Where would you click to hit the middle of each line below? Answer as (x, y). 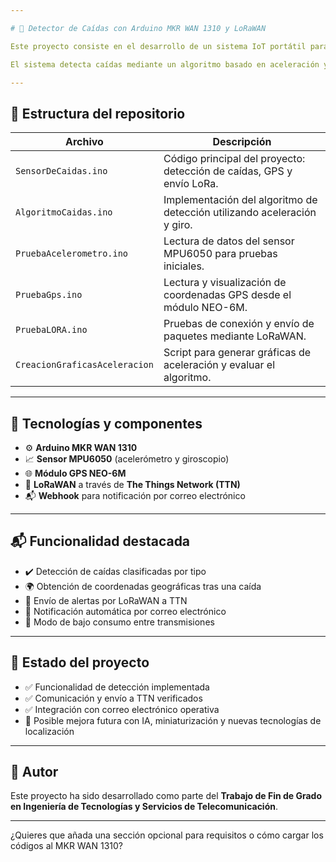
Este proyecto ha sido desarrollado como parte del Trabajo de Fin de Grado (166, 796)
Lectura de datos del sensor (229, 241)
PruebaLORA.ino (51, 330)
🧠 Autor (34, 772)
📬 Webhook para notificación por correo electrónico (135, 495)
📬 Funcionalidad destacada (100, 541)
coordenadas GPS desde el (227, 295)
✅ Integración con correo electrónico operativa (122, 709)
